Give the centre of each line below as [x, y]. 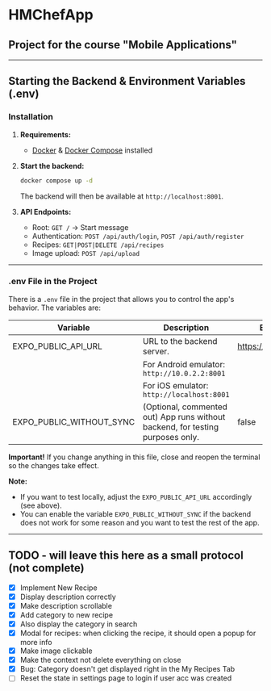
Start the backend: [52, 165]
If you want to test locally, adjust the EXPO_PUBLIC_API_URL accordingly [136, 496]
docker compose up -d [56, 180]
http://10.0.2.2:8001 [184, 373]
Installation [31, 117]
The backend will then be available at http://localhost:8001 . [122, 196]
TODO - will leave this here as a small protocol [126, 556]
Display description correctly [68, 597]
